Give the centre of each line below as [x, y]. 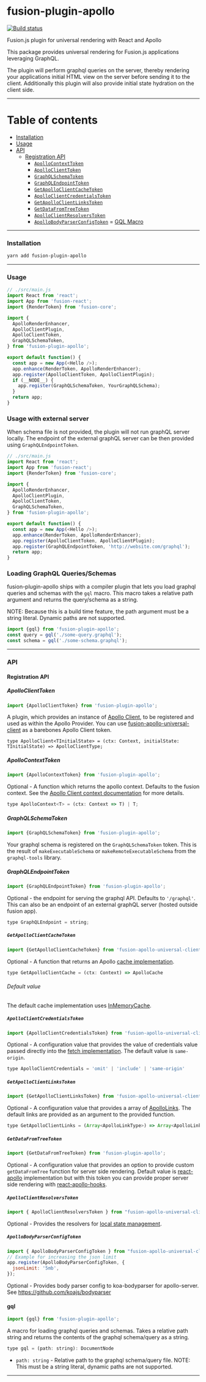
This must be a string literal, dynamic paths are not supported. [94, 1367]
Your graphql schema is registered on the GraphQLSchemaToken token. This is [102, 844]
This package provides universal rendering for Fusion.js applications [93, 52]
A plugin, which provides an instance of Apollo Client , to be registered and [101, 717]
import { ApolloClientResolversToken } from [64, 1212]
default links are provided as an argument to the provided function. [91, 1115]
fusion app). [22, 911]
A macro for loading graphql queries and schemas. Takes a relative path [97, 1331]
